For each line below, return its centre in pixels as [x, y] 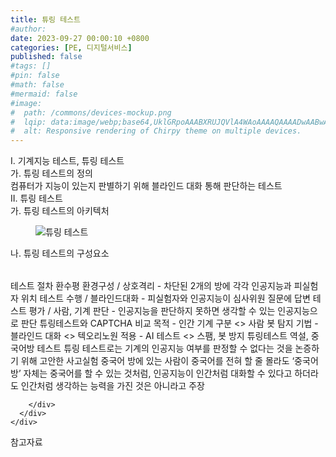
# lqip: [28, 122]
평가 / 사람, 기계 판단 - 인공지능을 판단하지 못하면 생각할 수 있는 [152, 311]
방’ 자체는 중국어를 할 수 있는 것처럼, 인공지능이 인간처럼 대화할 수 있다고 [151, 373]
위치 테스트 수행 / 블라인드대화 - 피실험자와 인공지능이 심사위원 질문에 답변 [165, 298]
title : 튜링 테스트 [45, 19]
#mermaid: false [44, 94]
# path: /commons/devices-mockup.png [91, 112]
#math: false [37, 85]
